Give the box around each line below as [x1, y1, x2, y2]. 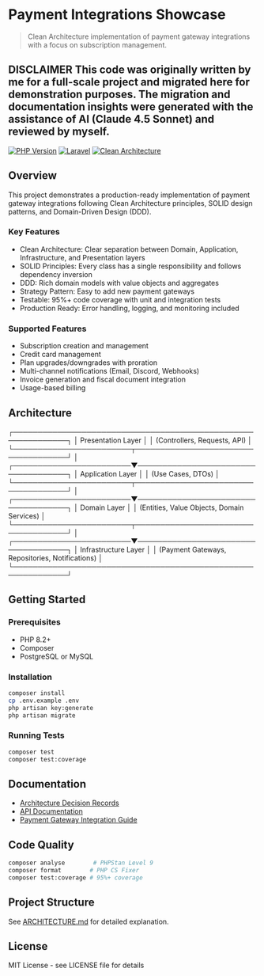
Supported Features [8, 323, 87, 334]
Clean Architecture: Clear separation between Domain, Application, [19, 244, 239, 254]
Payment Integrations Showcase [8, 6, 226, 24]
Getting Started [8, 593, 86, 606]
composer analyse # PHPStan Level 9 [8, 859, 154, 868]
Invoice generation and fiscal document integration [19, 374, 186, 385]
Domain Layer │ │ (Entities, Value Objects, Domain [80, 503, 244, 512]
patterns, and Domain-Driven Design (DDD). [8, 207, 152, 216]
